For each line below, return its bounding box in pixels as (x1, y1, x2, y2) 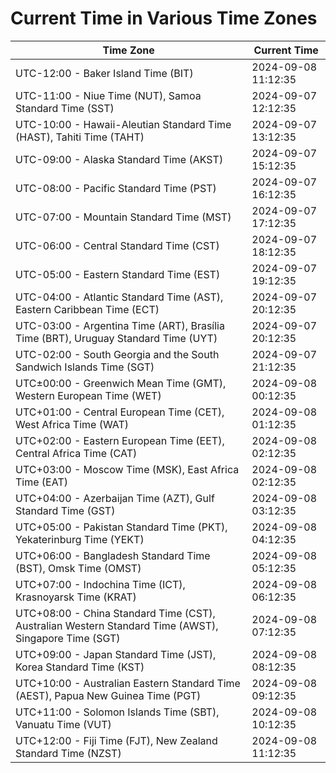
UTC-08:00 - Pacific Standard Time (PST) (15, 181, 217, 195)
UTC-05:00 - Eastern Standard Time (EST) (15, 267, 221, 281)
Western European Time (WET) (15, 388, 162, 402)
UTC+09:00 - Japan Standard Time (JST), (15, 647, 217, 661)
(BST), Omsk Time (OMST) (15, 561, 142, 575)
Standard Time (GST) (15, 503, 116, 517)
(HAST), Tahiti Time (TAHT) (15, 130, 145, 144)
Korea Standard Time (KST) (15, 660, 145, 674)
